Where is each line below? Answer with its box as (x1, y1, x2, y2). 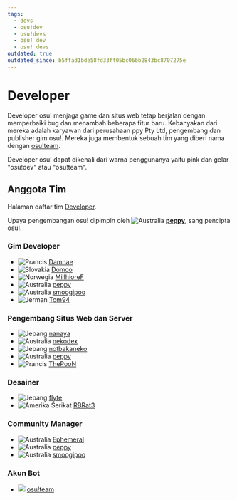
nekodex (52, 337, 78, 345)
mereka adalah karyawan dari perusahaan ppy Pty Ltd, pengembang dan (7, 126, 221, 135)
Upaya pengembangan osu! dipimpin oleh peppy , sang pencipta (7, 216, 231, 224)
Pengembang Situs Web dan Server (7, 313, 133, 323)
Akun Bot (7, 468, 41, 478)
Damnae (48, 257, 73, 266)
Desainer (7, 377, 40, 387)
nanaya (48, 329, 71, 338)
